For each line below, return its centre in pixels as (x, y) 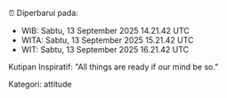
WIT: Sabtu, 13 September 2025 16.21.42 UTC (105, 49)
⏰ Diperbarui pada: (44, 13)
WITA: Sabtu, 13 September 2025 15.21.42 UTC (107, 40)
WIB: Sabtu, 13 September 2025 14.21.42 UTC (105, 31)
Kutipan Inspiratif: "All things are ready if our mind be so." (113, 67)
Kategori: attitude (40, 84)
